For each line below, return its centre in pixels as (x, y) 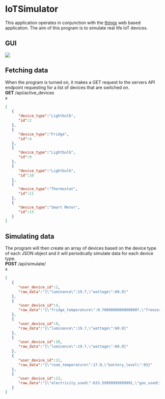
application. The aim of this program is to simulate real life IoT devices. (77, 28)
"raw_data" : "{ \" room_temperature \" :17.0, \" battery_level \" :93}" (85, 365)
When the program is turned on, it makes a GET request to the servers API (80, 82)
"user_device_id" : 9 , (39, 324)
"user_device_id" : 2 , (39, 287)
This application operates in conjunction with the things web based (73, 23)
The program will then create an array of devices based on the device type (81, 248)
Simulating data (30, 236)
